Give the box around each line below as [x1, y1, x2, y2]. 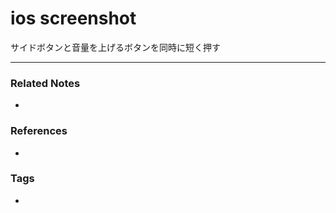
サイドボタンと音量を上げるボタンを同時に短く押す [10, 41, 221, 53]
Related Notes [10, 76, 81, 90]
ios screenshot [10, 7, 137, 30]
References [10, 124, 68, 138]
